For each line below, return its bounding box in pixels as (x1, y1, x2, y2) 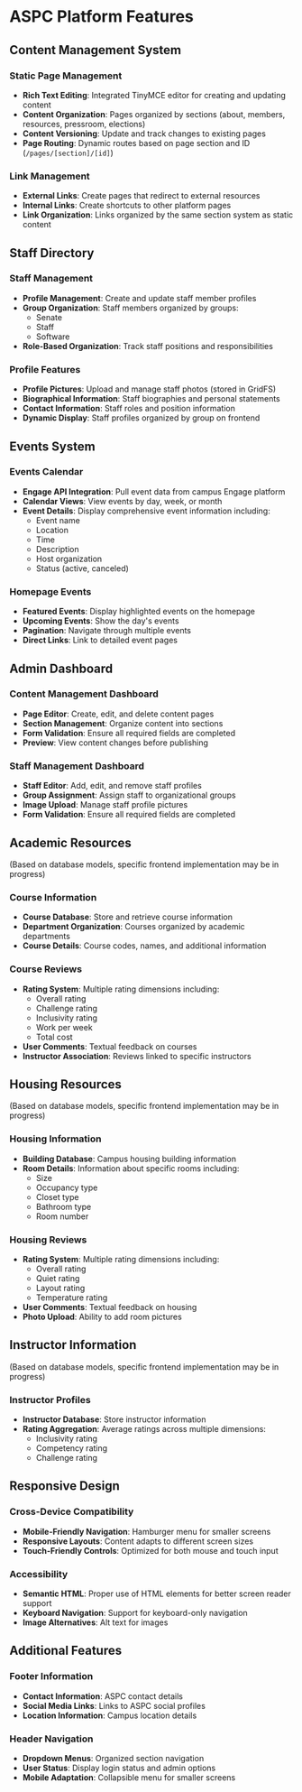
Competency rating (35, 1443, 108, 1454)
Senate (35, 311, 63, 322)
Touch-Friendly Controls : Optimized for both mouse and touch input (22, 1545, 279, 1556)
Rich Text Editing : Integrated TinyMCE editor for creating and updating (22, 89, 287, 100)
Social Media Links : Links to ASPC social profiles (22, 1700, 206, 1711)
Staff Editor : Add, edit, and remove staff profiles (22, 781, 203, 791)
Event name (35, 514, 81, 525)
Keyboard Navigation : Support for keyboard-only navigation (22, 1608, 248, 1619)
